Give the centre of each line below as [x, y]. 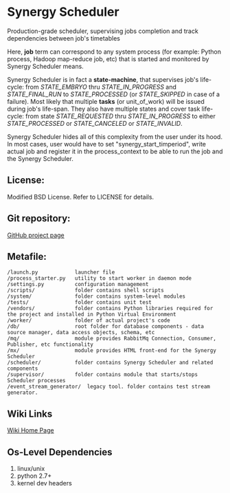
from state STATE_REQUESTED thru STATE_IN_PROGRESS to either [120, 116]
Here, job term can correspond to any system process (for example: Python [114, 52]
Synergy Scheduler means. [45, 66]
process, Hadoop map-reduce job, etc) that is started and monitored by [108, 58]
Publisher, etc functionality [50, 344]
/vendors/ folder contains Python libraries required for [110, 309]
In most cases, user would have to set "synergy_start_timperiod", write [107, 144]
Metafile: [27, 256]
